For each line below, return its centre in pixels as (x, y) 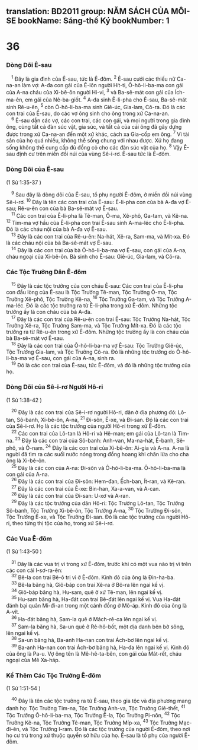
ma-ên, (15, 100)
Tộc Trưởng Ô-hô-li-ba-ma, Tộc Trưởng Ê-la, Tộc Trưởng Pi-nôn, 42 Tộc (93, 715)
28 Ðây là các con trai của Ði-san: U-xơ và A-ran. (71, 495)
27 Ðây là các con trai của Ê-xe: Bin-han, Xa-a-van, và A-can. (86, 488)
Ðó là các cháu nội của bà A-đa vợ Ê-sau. (57, 229)
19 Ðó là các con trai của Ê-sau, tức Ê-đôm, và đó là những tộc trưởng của (101, 365)
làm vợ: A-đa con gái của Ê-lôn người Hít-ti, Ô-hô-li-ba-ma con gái (103, 85)
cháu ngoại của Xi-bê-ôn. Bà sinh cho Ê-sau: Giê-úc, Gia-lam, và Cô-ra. (94, 256)
